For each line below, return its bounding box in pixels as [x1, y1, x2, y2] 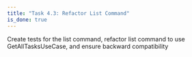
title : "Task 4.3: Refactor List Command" [7, 9, 130, 17]
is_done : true [7, 16, 48, 23]
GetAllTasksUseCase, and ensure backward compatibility [7, 42, 169, 50]
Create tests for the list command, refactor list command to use [7, 35, 186, 43]
